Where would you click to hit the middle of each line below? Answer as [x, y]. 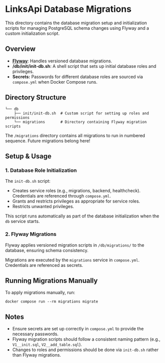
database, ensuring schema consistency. [47, 250]
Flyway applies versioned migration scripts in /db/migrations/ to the [75, 245]
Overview [21, 49]
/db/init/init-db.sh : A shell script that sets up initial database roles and [84, 66]
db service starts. [22, 221]
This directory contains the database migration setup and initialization [76, 23]
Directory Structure [36, 98]
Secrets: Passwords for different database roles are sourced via [78, 77]
